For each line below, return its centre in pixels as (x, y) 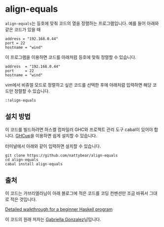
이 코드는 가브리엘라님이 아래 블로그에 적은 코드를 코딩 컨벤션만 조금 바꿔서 (77, 193)
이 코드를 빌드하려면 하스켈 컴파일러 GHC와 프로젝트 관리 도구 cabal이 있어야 (79, 130)
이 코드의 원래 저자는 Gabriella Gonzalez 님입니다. (53, 219)
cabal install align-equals (34, 164)
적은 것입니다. (23, 199)
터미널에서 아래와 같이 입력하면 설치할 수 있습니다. (53, 146)
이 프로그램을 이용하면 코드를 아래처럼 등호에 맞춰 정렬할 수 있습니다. (71, 57)
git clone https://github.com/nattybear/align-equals (62, 155)
